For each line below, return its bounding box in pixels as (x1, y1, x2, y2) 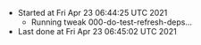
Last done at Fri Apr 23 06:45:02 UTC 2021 (17, 26, 177, 36)
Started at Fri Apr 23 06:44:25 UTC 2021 (17, 8, 168, 18)
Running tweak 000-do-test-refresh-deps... (30, 17, 192, 27)
